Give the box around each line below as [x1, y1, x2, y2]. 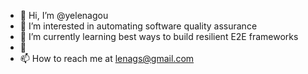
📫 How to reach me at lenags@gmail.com [19, 53, 195, 64]
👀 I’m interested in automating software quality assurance [19, 20, 258, 32]
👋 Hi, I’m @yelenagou [19, 10, 109, 21]
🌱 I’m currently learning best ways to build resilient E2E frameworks [19, 31, 299, 42]
